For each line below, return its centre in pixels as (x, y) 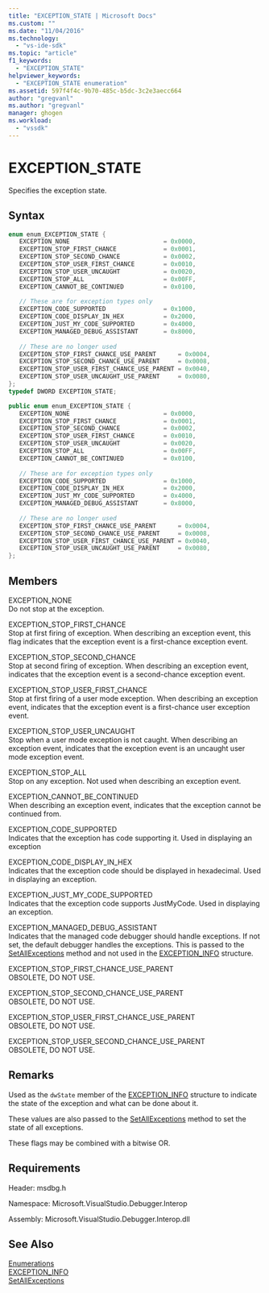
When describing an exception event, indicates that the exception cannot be (135, 805)
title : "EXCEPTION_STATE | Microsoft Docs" (83, 16)
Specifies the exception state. (58, 190)
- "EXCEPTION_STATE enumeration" (72, 83)
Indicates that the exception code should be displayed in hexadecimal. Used (135, 870)
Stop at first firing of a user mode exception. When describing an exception (133, 698)
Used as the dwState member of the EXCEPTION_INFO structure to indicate (133, 1094)
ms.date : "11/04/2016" (46, 31)
